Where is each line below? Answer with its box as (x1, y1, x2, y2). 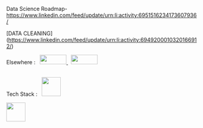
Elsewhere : (6, 59, 36, 66)
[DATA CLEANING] (6, 30, 53, 37)
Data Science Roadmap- (6, 5, 68, 12)
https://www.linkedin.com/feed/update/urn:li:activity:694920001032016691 (8, 36, 198, 43)
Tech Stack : (6, 90, 38, 98)
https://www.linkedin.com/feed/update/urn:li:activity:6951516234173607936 (6, 12, 197, 19)
